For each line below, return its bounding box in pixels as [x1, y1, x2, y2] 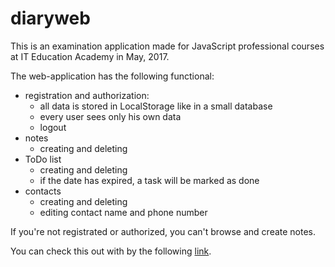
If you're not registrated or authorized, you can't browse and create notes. [10, 225, 317, 237]
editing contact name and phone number [39, 206, 208, 218]
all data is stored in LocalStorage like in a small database [39, 100, 273, 112]
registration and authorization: [24, 89, 150, 101]
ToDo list [24, 153, 62, 165]
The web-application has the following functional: [10, 70, 215, 82]
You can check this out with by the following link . [10, 245, 212, 257]
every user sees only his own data [39, 110, 182, 122]
